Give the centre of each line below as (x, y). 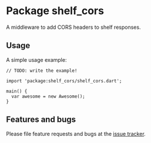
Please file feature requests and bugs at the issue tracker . (76, 134)
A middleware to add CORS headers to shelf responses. (73, 27)
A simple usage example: (36, 59)
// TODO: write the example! (42, 71)
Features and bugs (41, 120)
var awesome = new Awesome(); (48, 96)
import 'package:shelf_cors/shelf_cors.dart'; (64, 81)
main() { (17, 91)
